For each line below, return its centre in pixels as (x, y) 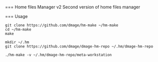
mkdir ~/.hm (17, 42)
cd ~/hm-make (18, 30)
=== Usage (17, 16)
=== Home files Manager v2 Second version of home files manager (73, 7)
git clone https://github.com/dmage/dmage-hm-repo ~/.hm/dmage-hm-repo (79, 46)
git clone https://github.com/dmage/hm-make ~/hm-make (62, 25)
